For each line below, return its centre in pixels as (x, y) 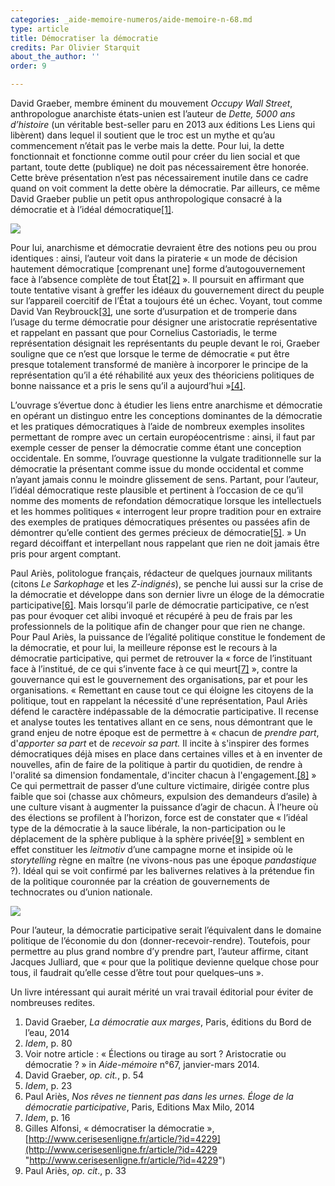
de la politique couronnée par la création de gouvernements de (140, 881)
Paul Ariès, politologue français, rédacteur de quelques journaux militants (161, 573)
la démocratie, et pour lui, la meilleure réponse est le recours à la (144, 647)
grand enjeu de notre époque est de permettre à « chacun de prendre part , (165, 732)
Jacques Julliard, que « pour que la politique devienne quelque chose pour (164, 962)
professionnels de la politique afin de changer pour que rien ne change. (158, 626)
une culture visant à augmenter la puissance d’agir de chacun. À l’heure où (164, 807)
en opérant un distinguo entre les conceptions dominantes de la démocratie (166, 415)
